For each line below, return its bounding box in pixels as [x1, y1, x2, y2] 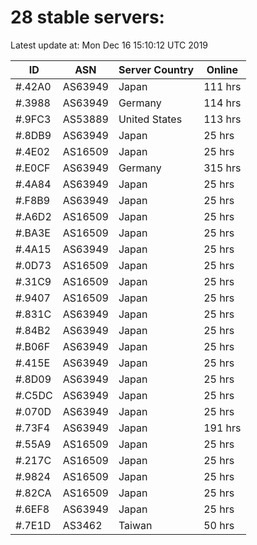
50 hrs [203, 518, 235, 532]
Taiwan [118, 518, 153, 532]
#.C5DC [15, 388, 53, 402]
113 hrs [203, 112, 242, 126]
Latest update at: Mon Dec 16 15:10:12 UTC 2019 [10, 39, 209, 51]
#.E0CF [15, 161, 51, 175]
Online [206, 62, 239, 76]
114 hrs [203, 96, 242, 110]
